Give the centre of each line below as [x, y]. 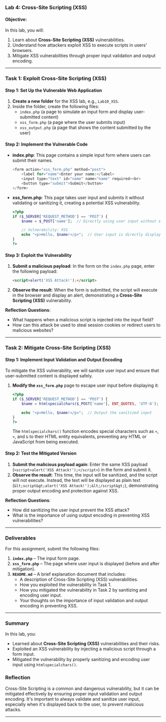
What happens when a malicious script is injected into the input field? [83, 320]
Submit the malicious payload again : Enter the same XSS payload [80, 464]
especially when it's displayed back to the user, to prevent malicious [75, 704]
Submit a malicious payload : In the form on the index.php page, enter [83, 266]
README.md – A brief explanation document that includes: [69, 574]
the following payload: [35, 271]
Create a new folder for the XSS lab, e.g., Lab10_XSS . [66, 101]
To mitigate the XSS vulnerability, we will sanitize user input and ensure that [82, 370]
